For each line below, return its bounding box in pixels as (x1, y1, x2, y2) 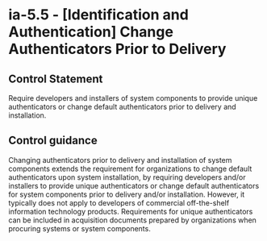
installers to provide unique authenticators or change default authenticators (8, 181, 260, 190)
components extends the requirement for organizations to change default (8, 164, 252, 173)
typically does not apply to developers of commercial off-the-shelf (8, 197, 230, 207)
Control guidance (8, 134, 98, 148)
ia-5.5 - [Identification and (8, 6, 190, 24)
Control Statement (8, 72, 103, 85)
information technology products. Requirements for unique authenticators (8, 206, 253, 216)
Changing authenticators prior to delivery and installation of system (8, 155, 232, 164)
